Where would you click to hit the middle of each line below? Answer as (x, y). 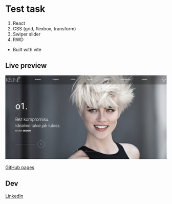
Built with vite (27, 49)
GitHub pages (20, 168)
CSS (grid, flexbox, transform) (44, 28)
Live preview (26, 66)
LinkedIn (14, 196)
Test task (25, 9)
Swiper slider (27, 34)
